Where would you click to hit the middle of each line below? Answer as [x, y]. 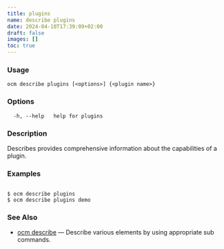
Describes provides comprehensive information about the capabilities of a [112, 148]
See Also [22, 217]
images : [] [23, 39]
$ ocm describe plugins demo [49, 200]
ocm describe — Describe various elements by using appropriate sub [116, 232]
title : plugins [29, 13]
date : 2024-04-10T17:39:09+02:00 [55, 26]
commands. [34, 240]
